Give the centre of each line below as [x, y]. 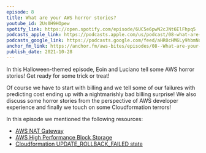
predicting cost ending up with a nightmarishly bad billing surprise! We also [101, 94]
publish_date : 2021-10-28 [39, 52]
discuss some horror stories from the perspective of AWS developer [93, 100]
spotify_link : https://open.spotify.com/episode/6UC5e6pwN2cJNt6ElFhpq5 [101, 29]
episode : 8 [20, 12]
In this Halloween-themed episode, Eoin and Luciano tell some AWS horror [101, 69]
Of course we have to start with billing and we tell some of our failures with [101, 88]
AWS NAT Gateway [40, 131]
